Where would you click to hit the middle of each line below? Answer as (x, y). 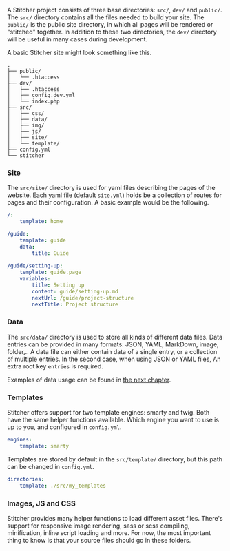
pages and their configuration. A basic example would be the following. (108, 202)
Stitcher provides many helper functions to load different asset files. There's (115, 518)
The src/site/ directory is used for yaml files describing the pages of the (111, 188)
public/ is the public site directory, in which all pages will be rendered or (110, 24)
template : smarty (44, 446)
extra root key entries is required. (55, 366)
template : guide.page (50, 272)
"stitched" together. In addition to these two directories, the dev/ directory (112, 32)
